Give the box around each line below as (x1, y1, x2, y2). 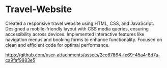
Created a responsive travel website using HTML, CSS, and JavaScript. (5, 20, 154, 26)
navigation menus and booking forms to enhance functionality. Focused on (5, 37, 162, 43)
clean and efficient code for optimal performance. (5, 42, 110, 48)
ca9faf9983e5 (5, 57, 36, 63)
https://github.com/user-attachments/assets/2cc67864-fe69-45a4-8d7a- (5, 52, 160, 58)
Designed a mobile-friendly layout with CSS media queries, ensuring (5, 25, 149, 31)
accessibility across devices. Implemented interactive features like (5, 31, 145, 37)
